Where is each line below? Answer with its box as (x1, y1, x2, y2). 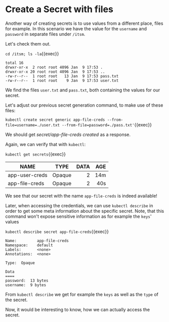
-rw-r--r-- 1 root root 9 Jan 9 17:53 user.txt (5, 78, 119, 83)
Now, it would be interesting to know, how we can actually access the (5, 306, 150, 312)
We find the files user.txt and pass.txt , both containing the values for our (5, 87, 160, 93)
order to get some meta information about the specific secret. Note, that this (5, 208, 164, 214)
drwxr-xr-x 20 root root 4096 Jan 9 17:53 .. (5, 69, 105, 74)
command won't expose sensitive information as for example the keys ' (5, 213, 152, 219)
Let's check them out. (5, 40, 51, 47)
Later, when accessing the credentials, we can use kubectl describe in (5, 202, 153, 208)
